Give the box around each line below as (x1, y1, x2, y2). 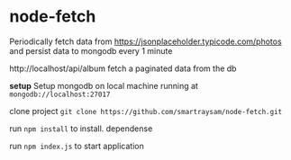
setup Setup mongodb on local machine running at (9, 80, 198, 91)
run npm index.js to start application (9, 140, 144, 151)
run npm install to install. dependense (9, 123, 153, 134)
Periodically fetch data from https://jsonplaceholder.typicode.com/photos (9, 36, 282, 47)
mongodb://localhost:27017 (9, 90, 111, 99)
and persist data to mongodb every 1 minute (9, 45, 173, 56)
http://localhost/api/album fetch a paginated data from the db (9, 63, 237, 74)
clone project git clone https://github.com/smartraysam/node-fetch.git (9, 105, 282, 116)
